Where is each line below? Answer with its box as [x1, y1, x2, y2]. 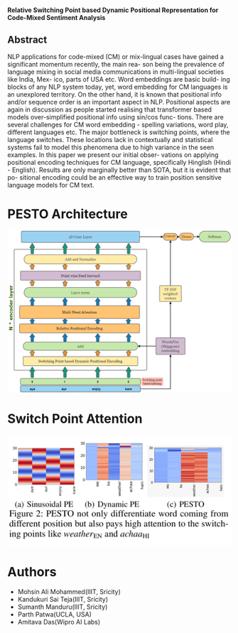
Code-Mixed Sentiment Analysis [7, 13, 106, 21]
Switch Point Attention [7, 411, 143, 427]
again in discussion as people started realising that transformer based [7, 105, 212, 114]
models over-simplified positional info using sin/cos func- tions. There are [7, 113, 224, 121]
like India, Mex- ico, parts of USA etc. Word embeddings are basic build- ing [7, 75, 230, 84]
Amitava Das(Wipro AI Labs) [17, 617, 101, 626]
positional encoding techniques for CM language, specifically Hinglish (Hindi [7, 158, 232, 167]
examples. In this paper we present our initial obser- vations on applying [7, 151, 219, 159]
